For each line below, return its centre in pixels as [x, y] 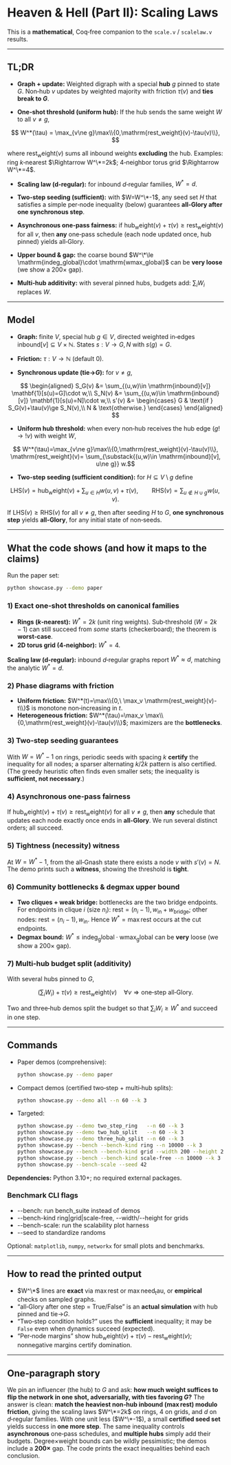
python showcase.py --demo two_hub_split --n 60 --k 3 [100, 1133]
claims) [23, 559]
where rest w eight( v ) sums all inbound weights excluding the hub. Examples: [115, 154]
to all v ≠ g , [33, 119]
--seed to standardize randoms [61, 1232]
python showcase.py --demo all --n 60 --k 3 [82, 1100]
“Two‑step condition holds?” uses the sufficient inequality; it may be [114, 1322]
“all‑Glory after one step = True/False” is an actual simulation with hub [117, 1307]
